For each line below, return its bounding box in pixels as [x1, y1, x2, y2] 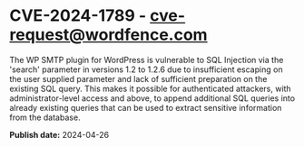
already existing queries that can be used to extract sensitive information [9, 102, 282, 113]
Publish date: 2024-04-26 [9, 129, 110, 140]
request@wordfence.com [9, 24, 208, 45]
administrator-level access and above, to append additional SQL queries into [9, 92, 296, 104]
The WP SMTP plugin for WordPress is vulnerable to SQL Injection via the [9, 54, 284, 65]
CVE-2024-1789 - [9, 5, 147, 26]
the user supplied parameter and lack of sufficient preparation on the [9, 73, 268, 84]
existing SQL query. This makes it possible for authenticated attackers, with [9, 83, 292, 94]
